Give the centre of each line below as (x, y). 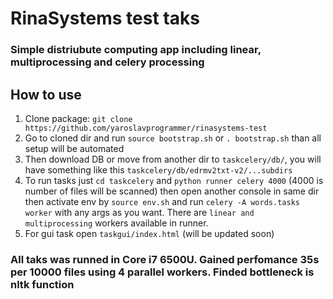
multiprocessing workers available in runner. (116, 223)
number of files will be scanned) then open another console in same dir (172, 191)
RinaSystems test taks (105, 18)
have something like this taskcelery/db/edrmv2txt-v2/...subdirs (158, 169)
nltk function (42, 284)
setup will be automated (74, 148)
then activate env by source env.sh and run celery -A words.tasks (162, 201)
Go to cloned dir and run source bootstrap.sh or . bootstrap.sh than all (173, 138)
